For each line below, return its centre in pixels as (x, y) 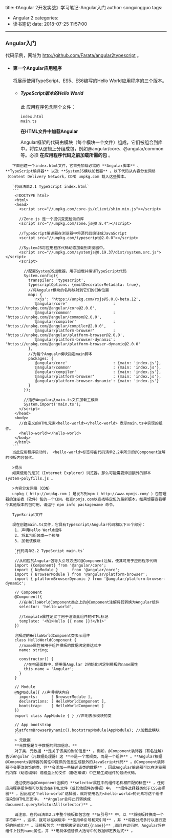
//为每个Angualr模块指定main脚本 (60, 354)
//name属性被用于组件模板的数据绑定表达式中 (60, 646)
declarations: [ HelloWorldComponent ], (62, 701)
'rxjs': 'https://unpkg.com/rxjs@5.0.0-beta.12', (87, 299)
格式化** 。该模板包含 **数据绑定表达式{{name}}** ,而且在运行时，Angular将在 (89, 826)
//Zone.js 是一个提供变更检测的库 (51, 219)
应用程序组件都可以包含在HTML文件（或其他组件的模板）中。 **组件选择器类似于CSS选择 (85, 788)
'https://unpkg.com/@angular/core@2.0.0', (51, 308)
